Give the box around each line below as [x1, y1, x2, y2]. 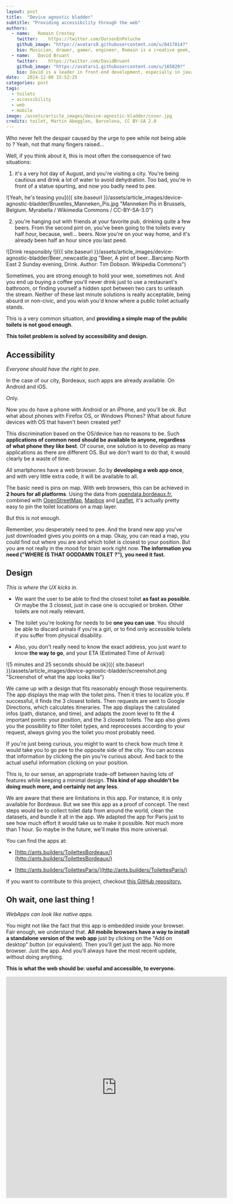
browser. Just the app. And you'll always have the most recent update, [6, 947, 177, 954]
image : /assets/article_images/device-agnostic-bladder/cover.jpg [6, 113, 172, 119]
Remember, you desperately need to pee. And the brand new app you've [6, 526, 182, 533]
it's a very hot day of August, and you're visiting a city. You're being [14, 170, 179, 177]
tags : [6, 86, 19, 91]
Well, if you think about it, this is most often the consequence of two [6, 152, 171, 159]
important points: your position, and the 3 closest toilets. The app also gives [6, 716, 190, 723]
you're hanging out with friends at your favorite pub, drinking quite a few [14, 218, 191, 225]
